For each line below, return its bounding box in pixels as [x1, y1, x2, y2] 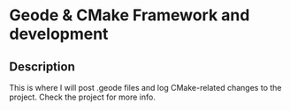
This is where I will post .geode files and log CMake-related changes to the [9, 83, 282, 92]
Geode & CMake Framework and [9, 5, 250, 26]
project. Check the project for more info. [9, 92, 156, 102]
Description [9, 59, 75, 74]
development [9, 24, 109, 44]
